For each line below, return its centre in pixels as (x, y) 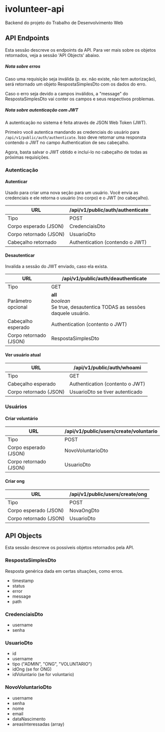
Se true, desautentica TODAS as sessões (98, 307)
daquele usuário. (70, 313)
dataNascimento (29, 719)
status (18, 586)
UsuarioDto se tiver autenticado (106, 392)
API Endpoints (27, 38)
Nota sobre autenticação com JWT (42, 110)
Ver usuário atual (23, 354)
